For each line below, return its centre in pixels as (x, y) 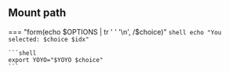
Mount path (37, 13)
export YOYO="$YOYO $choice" (56, 60)
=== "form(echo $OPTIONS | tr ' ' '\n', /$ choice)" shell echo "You (115, 31)
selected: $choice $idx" (49, 39)
